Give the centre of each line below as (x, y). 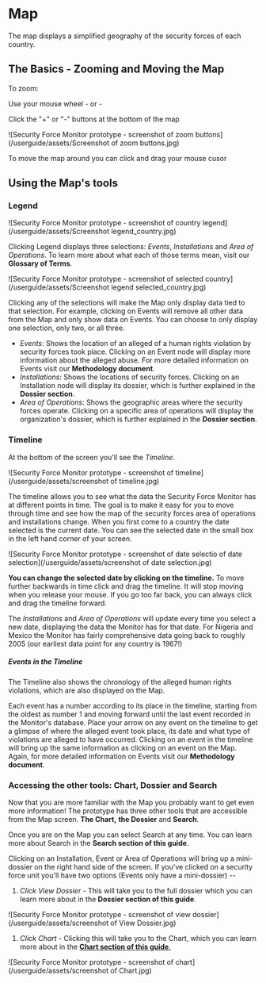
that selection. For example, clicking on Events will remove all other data (126, 311)
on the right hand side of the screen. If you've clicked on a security (144, 867)
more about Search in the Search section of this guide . (99, 843)
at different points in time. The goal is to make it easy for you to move (121, 505)
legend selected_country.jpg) (158, 287)
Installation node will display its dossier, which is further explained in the (137, 386)
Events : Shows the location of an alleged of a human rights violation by (135, 344)
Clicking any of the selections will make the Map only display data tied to (127, 303)
